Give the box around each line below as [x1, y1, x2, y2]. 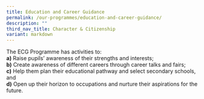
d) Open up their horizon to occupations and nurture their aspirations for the [6, 80, 198, 88]
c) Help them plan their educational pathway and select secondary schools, [6, 67, 196, 75]
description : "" [6, 20, 47, 26]
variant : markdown [6, 32, 53, 38]
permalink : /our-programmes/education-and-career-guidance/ [6, 15, 163, 21]
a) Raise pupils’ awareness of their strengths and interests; [6, 55, 154, 62]
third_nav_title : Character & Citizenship [6, 26, 116, 32]
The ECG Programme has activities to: [6, 48, 102, 55]
